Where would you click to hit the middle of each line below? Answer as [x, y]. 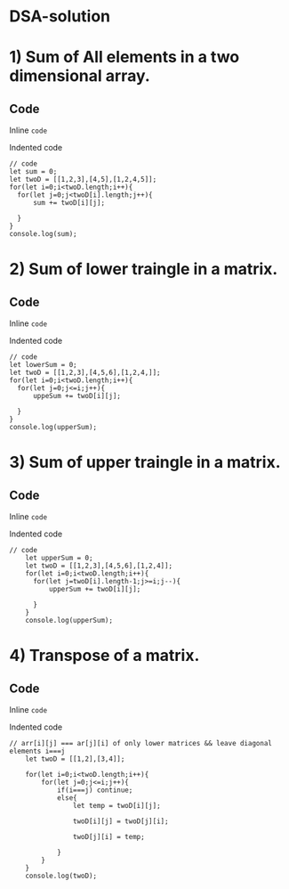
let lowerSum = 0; [43, 365]
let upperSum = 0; [59, 559]
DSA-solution [60, 16]
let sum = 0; [33, 172]
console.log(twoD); [61, 876]
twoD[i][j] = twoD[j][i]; [120, 821]
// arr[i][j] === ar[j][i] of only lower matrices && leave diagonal [141, 744]
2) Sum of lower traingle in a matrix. [144, 269]
